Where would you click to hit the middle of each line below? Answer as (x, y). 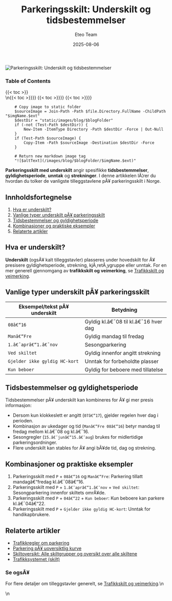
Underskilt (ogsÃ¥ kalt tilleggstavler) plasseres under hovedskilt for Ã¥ (80, 260)
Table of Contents (28, 81)
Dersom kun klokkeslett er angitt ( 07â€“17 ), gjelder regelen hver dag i (85, 415)
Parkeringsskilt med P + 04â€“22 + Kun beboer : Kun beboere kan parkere (89, 498)
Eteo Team (86, 34)
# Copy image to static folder (48, 107)
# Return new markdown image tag (50, 156)
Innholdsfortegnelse (39, 197)
